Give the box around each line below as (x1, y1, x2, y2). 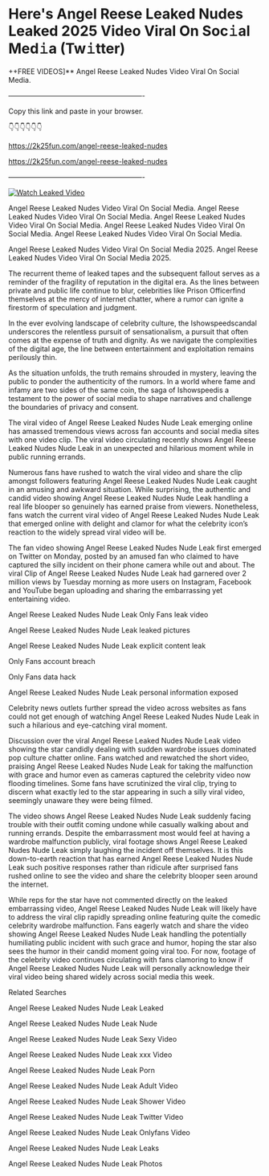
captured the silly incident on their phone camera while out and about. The (8, 559, 255, 569)
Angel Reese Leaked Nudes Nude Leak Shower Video (8, 1096, 186, 1106)
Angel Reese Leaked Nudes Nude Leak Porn (8, 1065, 155, 1075)
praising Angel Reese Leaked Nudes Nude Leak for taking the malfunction (8, 761, 254, 771)
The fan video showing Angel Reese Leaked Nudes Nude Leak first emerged (8, 543, 262, 552)
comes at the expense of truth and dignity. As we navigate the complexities (8, 335, 258, 345)
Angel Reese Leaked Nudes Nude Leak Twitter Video (8, 1112, 184, 1121)
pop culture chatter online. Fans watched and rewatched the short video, (8, 752, 250, 762)
